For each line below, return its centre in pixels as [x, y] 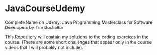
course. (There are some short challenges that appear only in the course [78, 42]
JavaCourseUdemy [45, 9]
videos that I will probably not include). [44, 47]
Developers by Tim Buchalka [34, 27]
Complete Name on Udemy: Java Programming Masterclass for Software [79, 22]
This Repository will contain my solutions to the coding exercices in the [77, 37]
